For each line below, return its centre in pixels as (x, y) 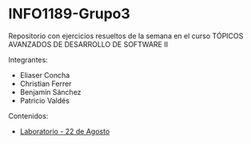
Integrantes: (28, 60)
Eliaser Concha (45, 75)
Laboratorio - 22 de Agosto (65, 131)
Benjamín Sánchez (50, 91)
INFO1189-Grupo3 (69, 14)
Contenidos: (28, 115)
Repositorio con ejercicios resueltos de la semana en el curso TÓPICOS (126, 36)
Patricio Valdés (45, 100)
